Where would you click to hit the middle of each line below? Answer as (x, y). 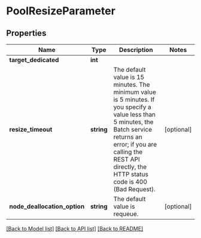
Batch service (133, 129)
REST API (127, 159)
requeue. (126, 214)
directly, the (130, 167)
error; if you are (135, 144)
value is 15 (129, 77)
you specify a (132, 107)
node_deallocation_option (47, 206)
